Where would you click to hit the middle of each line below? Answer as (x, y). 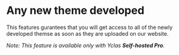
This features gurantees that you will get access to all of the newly (89, 27)
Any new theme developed (75, 11)
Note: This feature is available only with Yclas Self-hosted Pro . (86, 45)
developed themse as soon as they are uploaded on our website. (88, 33)
